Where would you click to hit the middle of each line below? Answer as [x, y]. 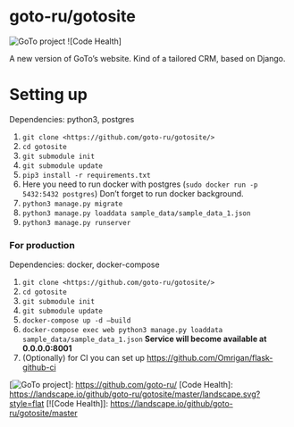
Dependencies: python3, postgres [72, 119]
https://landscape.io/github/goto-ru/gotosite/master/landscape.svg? [135, 394]
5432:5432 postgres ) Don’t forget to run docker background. [133, 193]
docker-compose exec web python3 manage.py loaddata [122, 331]
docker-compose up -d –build [76, 321]
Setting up [48, 95]
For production [42, 245]
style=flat [27, 404]
